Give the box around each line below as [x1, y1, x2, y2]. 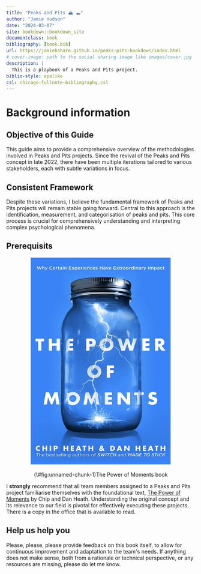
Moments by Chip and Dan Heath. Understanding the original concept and [6, 495, 190, 503]
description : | [6, 60, 44, 66]
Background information [6, 106, 131, 119]
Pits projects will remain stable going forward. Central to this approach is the [6, 205, 195, 212]
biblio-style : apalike [6, 73, 63, 79]
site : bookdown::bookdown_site [6, 29, 85, 35]
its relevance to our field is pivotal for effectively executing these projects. [6, 502, 189, 509]
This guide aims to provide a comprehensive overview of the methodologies [6, 146, 194, 153]
